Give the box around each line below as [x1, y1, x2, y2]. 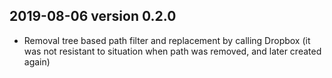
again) [23, 55, 51, 68]
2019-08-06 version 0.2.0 [9, 8, 177, 25]
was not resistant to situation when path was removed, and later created [23, 45, 322, 57]
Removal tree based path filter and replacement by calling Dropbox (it [23, 34, 311, 46]
